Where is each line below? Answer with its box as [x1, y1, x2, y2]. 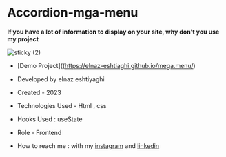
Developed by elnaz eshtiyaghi [17, 74, 105, 83]
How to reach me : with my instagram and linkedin [17, 141, 160, 149]
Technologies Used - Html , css [17, 101, 107, 109]
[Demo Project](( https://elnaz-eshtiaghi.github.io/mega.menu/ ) [17, 61, 196, 70]
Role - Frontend [17, 128, 62, 136]
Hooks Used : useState [17, 115, 83, 123]
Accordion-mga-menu [7, 5, 138, 21]
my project [7, 34, 39, 43]
